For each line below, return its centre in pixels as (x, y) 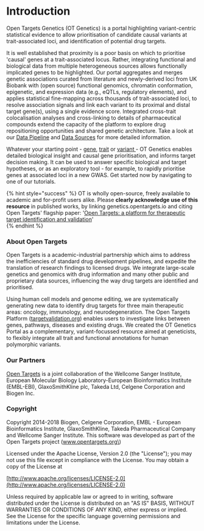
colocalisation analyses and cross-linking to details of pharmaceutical (94, 118)
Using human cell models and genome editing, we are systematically (92, 299)
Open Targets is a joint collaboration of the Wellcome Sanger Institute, (94, 374)
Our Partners (26, 360)
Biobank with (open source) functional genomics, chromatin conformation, (100, 85)
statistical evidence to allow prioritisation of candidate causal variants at (97, 34)
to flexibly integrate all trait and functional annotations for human (87, 338)
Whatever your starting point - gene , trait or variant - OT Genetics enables (99, 149)
